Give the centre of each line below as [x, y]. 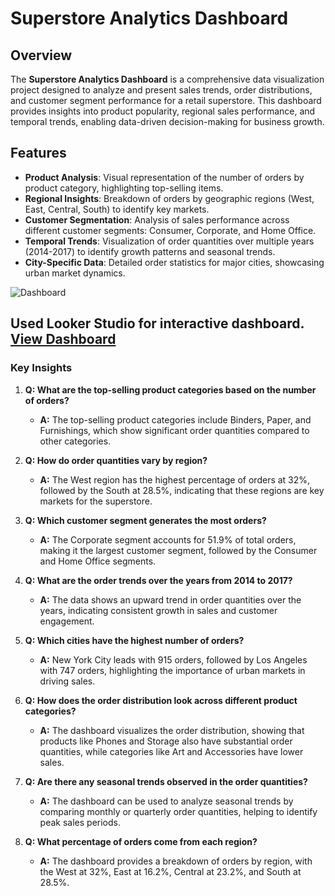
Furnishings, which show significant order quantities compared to [174, 430]
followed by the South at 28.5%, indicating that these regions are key [182, 490]
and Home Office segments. [98, 561]
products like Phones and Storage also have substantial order [166, 741]
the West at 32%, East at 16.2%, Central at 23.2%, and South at [170, 871]
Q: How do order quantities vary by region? [116, 460]
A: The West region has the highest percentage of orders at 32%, [175, 479]
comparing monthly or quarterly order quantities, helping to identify [178, 811]
